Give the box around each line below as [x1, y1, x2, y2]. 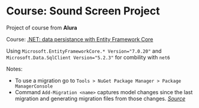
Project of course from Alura [6, 24, 77, 31]
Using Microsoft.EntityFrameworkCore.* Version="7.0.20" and [6, 47, 162, 55]
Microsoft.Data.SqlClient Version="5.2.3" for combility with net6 [6, 53, 171, 61]
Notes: [6, 65, 23, 73]
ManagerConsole [14, 83, 53, 89]
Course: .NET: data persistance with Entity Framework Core [6, 35, 153, 43]
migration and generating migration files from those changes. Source [14, 95, 186, 102]
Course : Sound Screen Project [6, 4, 160, 18]
